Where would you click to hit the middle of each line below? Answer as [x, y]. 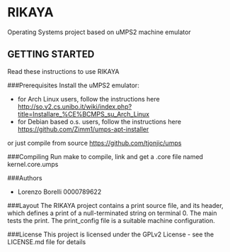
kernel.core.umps [33, 164]
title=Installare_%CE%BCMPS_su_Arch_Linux [84, 114]
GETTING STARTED [51, 54]
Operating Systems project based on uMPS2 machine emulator [99, 32]
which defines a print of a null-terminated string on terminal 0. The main [112, 213]
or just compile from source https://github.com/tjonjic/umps [94, 143]
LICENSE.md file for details [47, 241]
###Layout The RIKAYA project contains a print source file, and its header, [116, 205]
